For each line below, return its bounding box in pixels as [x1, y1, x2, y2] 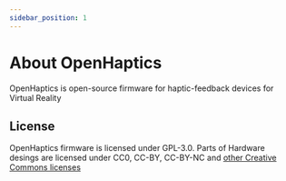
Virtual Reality [9, 92, 62, 103]
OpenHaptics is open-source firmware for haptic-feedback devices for [9, 83, 274, 94]
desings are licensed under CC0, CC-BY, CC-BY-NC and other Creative [9, 152, 277, 164]
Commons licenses [9, 162, 82, 173]
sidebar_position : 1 [9, 13, 88, 23]
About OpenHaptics [9, 52, 163, 73]
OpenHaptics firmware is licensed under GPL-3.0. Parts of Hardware [9, 143, 265, 154]
